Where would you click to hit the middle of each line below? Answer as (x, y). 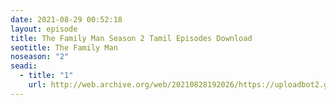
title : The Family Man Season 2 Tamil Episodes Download (131, 38)
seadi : (24, 66)
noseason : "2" (40, 57)
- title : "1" (46, 76)
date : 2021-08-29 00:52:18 (66, 19)
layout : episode (44, 29)
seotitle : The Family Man (64, 47)
